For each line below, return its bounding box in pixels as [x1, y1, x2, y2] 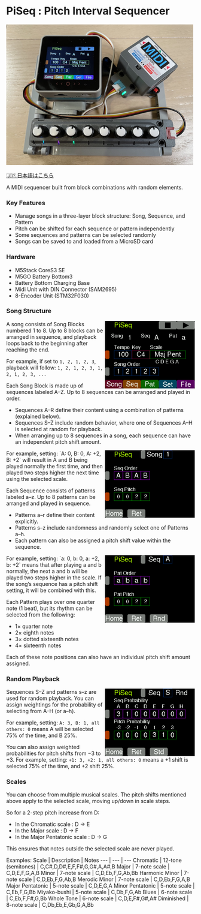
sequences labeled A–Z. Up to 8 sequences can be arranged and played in [6, 388, 190, 395]
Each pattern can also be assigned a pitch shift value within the [14, 537, 171, 544]
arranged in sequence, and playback [6, 333, 97, 340]
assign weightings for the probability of [6, 701, 103, 708]
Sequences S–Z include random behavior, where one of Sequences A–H [14, 419, 193, 426]
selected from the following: [6, 611, 75, 618]
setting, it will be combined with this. [6, 587, 96, 594]
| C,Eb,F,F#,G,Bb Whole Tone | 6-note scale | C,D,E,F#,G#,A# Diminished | [6, 895, 189, 902]
